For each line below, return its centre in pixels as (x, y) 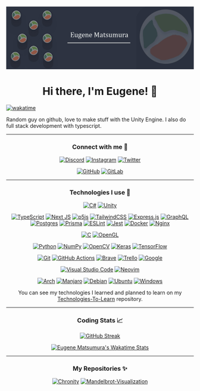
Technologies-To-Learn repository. (100, 299)
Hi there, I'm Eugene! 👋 (100, 92)
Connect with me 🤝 (100, 147)
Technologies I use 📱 (100, 192)
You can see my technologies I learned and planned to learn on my (100, 293)
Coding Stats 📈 (100, 321)
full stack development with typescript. (54, 125)
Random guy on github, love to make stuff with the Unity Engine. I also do (96, 119)
